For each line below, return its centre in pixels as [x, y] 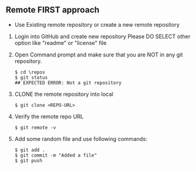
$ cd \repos [30, 72]
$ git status [31, 77]
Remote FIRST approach [53, 10]
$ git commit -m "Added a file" [56, 155]
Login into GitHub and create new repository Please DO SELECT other [102, 36]
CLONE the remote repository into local [64, 94]
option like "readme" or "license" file [60, 42]
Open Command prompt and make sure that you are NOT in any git [99, 55]
